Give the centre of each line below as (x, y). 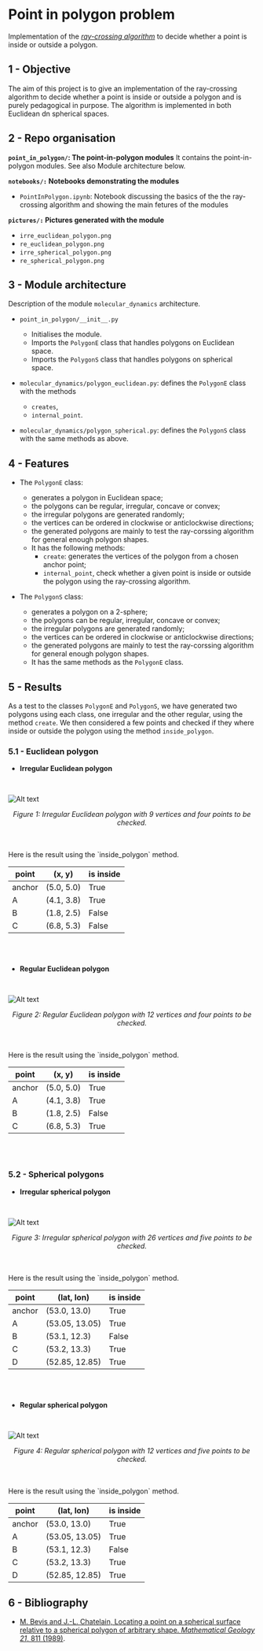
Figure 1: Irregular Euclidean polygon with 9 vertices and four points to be (132, 814)
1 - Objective (39, 70)
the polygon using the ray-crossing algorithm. (117, 581)
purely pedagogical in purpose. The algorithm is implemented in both (120, 105)
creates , (45, 406)
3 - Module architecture (68, 285)
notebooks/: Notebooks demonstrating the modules (93, 181)
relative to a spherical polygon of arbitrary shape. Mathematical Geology (137, 1630)
